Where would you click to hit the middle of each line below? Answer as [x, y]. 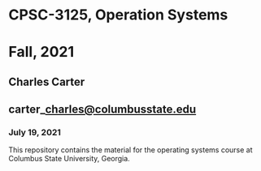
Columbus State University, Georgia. [69, 159]
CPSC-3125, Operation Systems [118, 15]
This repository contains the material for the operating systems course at [131, 150]
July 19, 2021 [35, 133]
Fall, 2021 [41, 52]
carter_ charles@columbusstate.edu [102, 110]
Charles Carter [47, 81]
